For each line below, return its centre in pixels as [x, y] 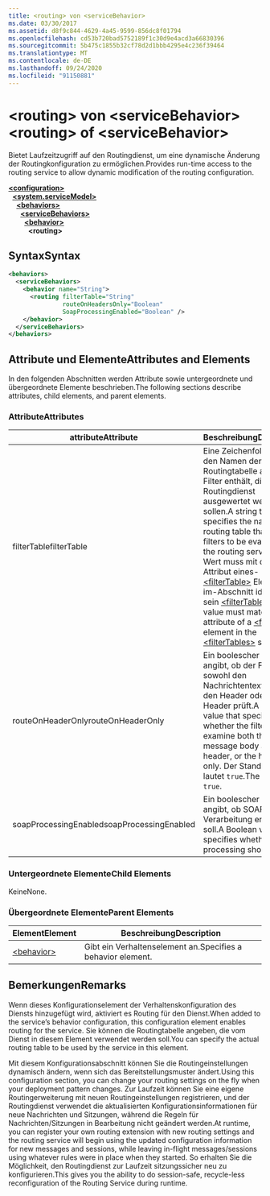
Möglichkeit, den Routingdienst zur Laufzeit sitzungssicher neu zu [118, 1165]
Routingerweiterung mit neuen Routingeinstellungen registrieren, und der [129, 1097]
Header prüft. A [231, 706]
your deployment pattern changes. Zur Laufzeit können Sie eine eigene [126, 1089]
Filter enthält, [228, 482]
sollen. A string [230, 511]
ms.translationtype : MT [48, 53]
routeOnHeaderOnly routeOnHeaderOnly [88, 721]
